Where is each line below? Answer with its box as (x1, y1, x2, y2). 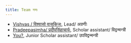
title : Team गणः (5, 7, 38, 12)
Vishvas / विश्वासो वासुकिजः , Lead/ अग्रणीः (12, 21, 88, 27)
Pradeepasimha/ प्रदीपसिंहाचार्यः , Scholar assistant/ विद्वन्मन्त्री (12, 26, 126, 32)
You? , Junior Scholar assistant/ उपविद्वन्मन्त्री (12, 32, 98, 38)
